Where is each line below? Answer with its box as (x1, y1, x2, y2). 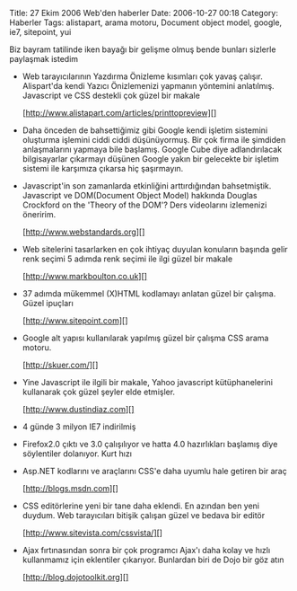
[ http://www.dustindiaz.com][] (22, 404, 135, 414)
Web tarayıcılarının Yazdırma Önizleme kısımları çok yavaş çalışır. (22, 71, 263, 82)
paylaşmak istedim (9, 54, 79, 64)
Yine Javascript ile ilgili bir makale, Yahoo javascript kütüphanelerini (22, 377, 274, 387)
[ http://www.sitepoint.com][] (22, 315, 128, 326)
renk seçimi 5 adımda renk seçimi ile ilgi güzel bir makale (22, 253, 233, 264)
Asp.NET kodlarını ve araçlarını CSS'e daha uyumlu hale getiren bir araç (22, 466, 287, 476)
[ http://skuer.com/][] (22, 359, 99, 370)
